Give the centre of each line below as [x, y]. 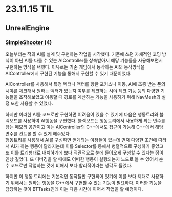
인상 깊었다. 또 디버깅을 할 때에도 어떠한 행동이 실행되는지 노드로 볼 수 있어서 [82, 159]
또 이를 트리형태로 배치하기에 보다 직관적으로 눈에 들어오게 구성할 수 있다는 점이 [84, 152]
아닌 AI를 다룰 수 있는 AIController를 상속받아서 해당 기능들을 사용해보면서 [89, 60]
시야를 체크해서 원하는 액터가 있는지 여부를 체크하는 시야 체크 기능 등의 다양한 [82, 91]
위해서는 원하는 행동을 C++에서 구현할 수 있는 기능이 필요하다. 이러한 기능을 [86, 183]
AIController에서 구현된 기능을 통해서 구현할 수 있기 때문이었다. [68, 73]
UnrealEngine [27, 28]
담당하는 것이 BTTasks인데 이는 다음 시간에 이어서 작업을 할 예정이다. [74, 189]
